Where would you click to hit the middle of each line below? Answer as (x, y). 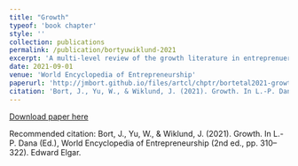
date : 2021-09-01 (41, 67)
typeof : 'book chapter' (53, 26)
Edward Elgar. (56, 152)
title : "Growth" (39, 17)
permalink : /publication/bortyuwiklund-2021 (93, 50)
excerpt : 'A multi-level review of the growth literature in (125, 58)
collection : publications (57, 42)
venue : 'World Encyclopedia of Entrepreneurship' (103, 75)
